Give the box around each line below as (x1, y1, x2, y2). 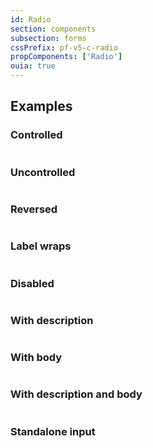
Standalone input (10, 424, 96, 438)
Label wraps (10, 239, 72, 253)
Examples (10, 98, 73, 115)
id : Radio (10, 14, 52, 25)
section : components (10, 24, 97, 34)
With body (10, 351, 63, 365)
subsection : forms (10, 33, 87, 43)
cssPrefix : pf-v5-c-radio (10, 42, 118, 53)
